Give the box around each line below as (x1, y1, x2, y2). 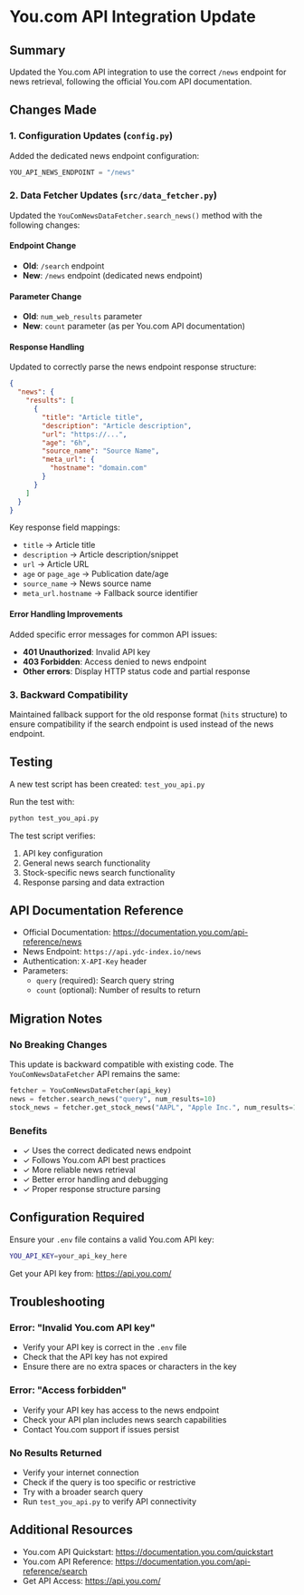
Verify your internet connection (22, 1467, 139, 1478)
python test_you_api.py (9, 814, 100, 823)
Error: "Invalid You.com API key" (9, 1322, 156, 1335)
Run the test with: (9, 796, 75, 807)
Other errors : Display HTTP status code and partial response (22, 665, 251, 677)
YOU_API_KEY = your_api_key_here (9, 1251, 128, 1260)
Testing (9, 755, 53, 770)
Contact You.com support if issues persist (22, 1424, 179, 1434)
